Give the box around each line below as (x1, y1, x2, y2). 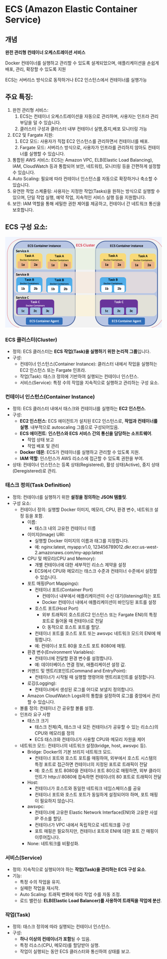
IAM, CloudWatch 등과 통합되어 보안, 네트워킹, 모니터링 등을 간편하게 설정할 (12, 163, 161, 169)
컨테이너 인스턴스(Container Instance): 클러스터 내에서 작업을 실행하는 (19, 361, 158, 367)
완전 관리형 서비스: (12, 107, 49, 113)
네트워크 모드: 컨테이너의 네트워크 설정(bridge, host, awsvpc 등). (19, 742, 147, 748)
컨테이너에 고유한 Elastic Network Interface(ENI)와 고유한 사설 (34, 809, 158, 815)
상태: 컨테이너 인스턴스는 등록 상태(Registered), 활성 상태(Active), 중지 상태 (12, 462, 160, 468)
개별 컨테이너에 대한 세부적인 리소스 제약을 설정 (34, 561, 127, 567)
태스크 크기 (27, 718, 49, 723)
